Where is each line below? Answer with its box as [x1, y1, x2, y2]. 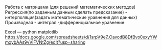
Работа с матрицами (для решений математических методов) [5, 4, 136, 10]
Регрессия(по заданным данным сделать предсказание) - [5, 9, 127, 15]
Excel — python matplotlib [5, 29, 58, 34]
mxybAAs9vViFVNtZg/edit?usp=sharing [5, 39, 86, 45]
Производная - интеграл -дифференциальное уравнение [5, 19, 125, 25]
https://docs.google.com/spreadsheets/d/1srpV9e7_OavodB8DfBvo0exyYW [5, 34, 158, 40]
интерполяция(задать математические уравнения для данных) [5, 15, 138, 20]
